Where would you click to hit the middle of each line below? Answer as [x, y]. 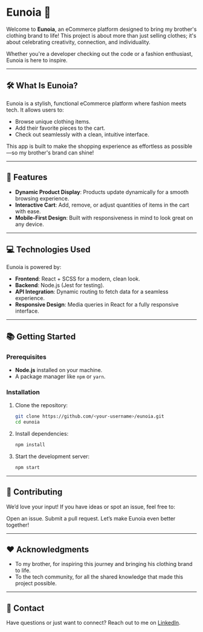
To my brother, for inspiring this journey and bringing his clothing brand [104, 564]
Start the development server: [52, 456]
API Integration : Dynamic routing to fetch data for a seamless [92, 292]
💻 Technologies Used [48, 249]
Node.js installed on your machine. [59, 370]
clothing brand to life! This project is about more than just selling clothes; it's [101, 35]
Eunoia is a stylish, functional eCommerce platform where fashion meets [96, 103]
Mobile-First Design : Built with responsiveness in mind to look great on [104, 218]
